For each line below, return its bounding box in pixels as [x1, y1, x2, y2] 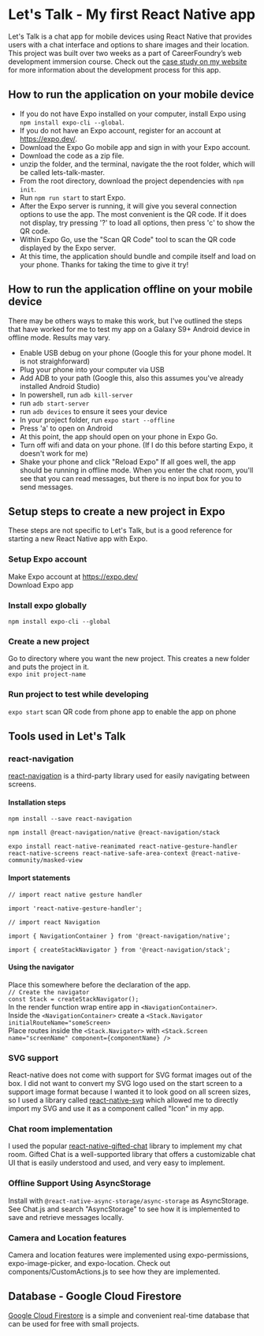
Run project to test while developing [8, 689, 149, 700]
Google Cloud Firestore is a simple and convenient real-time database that [8, 1311, 250, 1320]
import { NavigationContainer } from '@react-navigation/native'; [8, 932, 231, 940]
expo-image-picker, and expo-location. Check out [8, 1259, 171, 1268]
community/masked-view [8, 856, 83, 864]
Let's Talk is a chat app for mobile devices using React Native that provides [8, 32, 252, 41]
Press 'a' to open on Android [19, 424, 113, 433]
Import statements [8, 873, 71, 883]
